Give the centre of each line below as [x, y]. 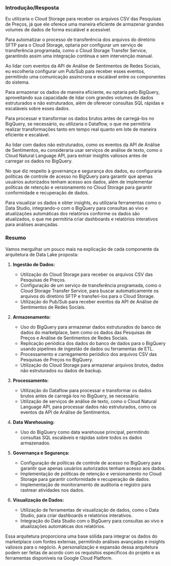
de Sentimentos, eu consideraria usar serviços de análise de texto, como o [84, 150]
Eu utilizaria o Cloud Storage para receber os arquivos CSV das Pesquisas [83, 19]
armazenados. [35, 443]
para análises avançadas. [32, 225]
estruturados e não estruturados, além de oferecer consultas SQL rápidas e [85, 103]
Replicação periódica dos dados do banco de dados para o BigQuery [93, 343]
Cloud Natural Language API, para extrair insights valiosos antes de [76, 156]
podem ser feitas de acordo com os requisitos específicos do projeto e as [83, 552]
